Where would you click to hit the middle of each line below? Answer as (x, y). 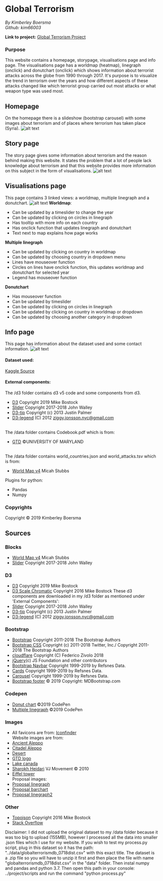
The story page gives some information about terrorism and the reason (76, 155)
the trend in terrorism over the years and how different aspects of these (77, 81)
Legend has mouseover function (44, 277)
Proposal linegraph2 (32, 795)
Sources (18, 533)
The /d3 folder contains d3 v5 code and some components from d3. (73, 393)
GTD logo (22, 759)
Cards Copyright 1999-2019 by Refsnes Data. (57, 671)
